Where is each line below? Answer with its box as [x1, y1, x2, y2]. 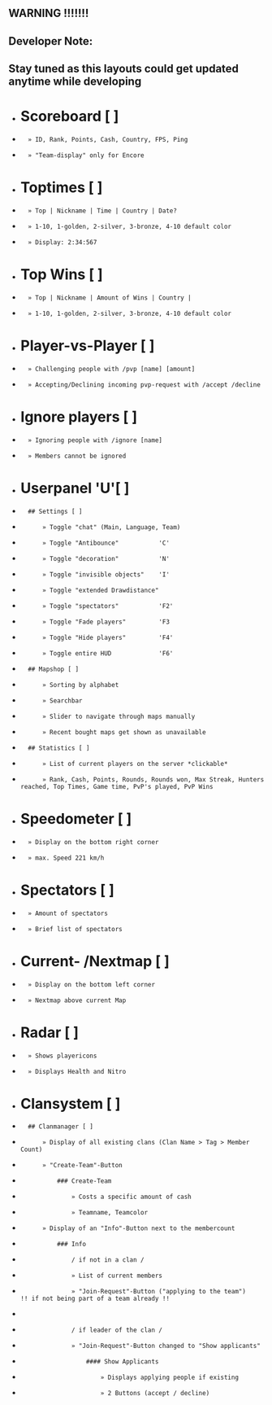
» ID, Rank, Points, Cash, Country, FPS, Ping [28, 136, 188, 144]
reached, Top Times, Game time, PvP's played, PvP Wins [19, 782, 214, 790]
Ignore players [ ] [19, 408, 138, 427]
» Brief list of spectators [28, 925, 123, 933]
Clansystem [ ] [19, 1094, 121, 1113]
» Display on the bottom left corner [28, 980, 156, 988]
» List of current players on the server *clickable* [41, 759, 228, 768]
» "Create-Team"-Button [41, 1162, 123, 1170]
